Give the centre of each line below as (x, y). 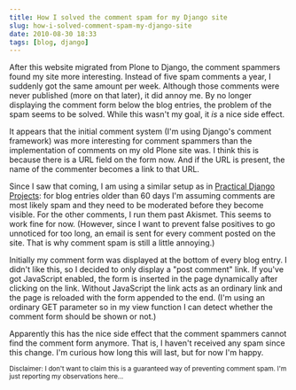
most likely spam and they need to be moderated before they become (136, 206)
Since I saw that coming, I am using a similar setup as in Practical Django (142, 186)
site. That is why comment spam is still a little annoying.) (112, 243)
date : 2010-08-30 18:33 (53, 34)
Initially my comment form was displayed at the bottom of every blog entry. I (148, 260)
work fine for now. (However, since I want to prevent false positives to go (142, 224)
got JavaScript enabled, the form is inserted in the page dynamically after (144, 279)
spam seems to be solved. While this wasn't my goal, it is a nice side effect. (147, 114)
